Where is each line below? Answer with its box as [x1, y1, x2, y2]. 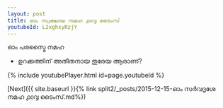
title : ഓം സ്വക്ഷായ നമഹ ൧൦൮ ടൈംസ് [7, 17, 120, 24]
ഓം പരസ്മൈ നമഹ [7, 43, 64, 52]
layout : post [7, 10, 46, 18]
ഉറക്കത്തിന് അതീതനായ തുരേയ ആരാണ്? [17, 57, 143, 66]
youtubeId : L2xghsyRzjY [7, 23, 78, 30]
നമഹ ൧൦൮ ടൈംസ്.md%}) [7, 92, 86, 101]
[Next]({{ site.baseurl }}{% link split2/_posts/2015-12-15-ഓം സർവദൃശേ [7, 85, 216, 93]
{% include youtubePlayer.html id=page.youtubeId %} [7, 71, 165, 80]
